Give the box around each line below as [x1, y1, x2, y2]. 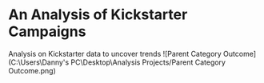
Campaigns [8, 22, 86, 41]
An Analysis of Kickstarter [8, 6, 188, 24]
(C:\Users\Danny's [8, 57, 70, 67]
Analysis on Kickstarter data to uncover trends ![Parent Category [8, 49, 222, 58]
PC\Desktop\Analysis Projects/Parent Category [70, 57, 226, 67]
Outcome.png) [8, 65, 56, 75]
